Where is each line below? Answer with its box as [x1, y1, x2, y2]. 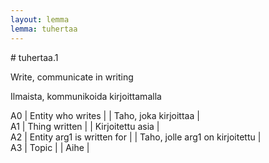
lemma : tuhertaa [10, 24, 78, 34]
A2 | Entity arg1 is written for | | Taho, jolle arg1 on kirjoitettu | [10, 131, 262, 143]
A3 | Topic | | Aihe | [10, 141, 90, 153]
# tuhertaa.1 [10, 51, 59, 63]
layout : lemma [10, 14, 70, 25]
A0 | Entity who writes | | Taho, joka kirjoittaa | [10, 109, 200, 121]
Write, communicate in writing [10, 71, 134, 83]
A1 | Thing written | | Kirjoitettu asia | [10, 120, 160, 132]
